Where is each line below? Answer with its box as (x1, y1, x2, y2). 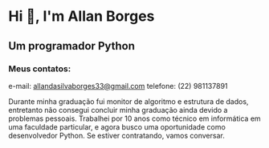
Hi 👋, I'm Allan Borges (8, 7, 155, 26)
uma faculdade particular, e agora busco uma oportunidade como (8, 122, 226, 131)
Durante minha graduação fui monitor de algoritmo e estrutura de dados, (8, 96, 249, 106)
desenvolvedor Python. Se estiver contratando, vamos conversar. (8, 130, 225, 140)
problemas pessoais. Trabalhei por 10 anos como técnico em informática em (8, 114, 261, 123)
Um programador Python (8, 39, 135, 53)
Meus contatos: (8, 63, 71, 74)
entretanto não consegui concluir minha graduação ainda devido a (8, 105, 228, 114)
